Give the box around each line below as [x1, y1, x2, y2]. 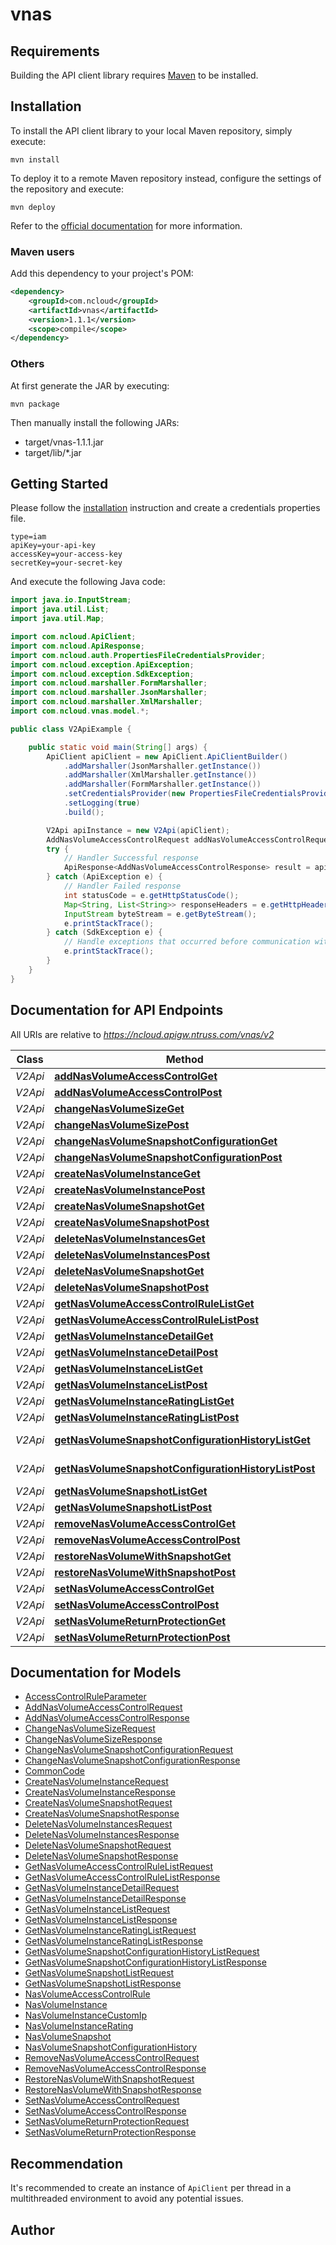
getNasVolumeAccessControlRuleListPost [54, 1313, 260, 1327]
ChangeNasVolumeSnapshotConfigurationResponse [24, 1754, 241, 1767]
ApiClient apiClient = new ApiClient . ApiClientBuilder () [46, 751, 288, 762]
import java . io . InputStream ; [10, 595, 132, 605]
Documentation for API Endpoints [10, 1002, 224, 1019]
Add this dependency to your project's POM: [10, 268, 194, 280]
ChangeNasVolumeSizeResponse [24, 1733, 163, 1745]
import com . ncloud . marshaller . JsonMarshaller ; [10, 688, 208, 698]
